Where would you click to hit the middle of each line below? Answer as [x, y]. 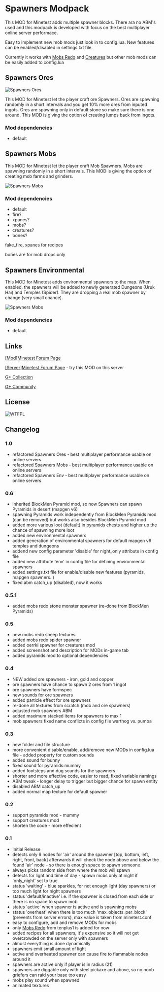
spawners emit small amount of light [49, 949]
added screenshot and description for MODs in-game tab [70, 650]
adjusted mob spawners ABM [42, 711]
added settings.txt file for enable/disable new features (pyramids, [79, 572]
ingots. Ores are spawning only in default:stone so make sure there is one [80, 109]
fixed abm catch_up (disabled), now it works [57, 582]
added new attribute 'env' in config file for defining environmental [79, 561]
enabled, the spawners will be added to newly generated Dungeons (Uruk [80, 287]
